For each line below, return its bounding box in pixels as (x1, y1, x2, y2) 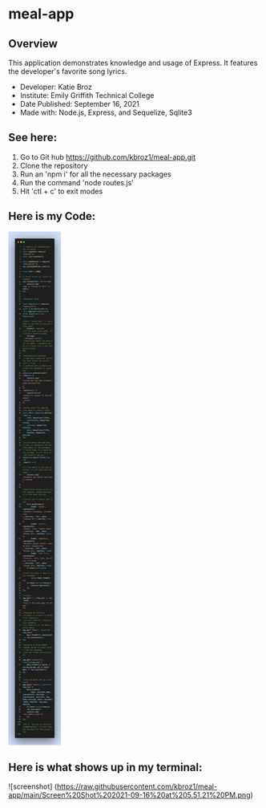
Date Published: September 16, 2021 (19, 99, 140, 108)
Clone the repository (19, 160, 88, 170)
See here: (8, 131, 58, 144)
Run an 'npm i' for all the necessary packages (19, 169, 171, 179)
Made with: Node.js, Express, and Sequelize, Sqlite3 (19, 108, 192, 117)
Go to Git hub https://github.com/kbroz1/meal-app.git (19, 152, 196, 161)
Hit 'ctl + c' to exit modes (19, 186, 103, 196)
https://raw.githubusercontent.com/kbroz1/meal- (56, 782, 218, 791)
